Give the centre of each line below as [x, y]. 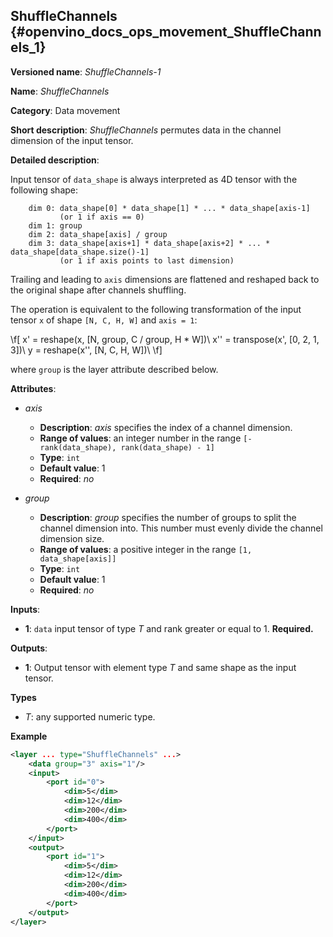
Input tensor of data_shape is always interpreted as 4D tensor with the [154, 179]
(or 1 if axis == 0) [102, 217]
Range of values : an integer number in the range [140, 438]
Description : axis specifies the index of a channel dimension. [166, 427]
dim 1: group [55, 225]
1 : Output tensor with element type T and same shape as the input [160, 667]
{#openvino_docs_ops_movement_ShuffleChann [166, 32]
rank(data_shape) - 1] [167, 447]
